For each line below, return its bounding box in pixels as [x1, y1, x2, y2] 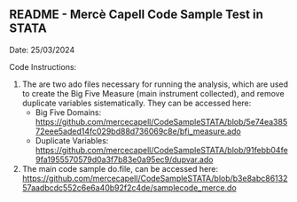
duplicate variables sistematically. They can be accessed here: [21, 97, 252, 108]
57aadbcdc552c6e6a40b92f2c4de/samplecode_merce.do [21, 182, 237, 193]
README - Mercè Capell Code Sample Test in [9, 7, 263, 22]
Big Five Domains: [35, 106, 102, 118]
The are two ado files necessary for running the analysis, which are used [21, 79, 289, 89]
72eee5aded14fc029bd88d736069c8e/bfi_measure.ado [35, 126, 241, 136]
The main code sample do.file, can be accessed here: [21, 163, 219, 174]
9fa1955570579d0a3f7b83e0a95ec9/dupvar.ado [35, 154, 214, 165]
